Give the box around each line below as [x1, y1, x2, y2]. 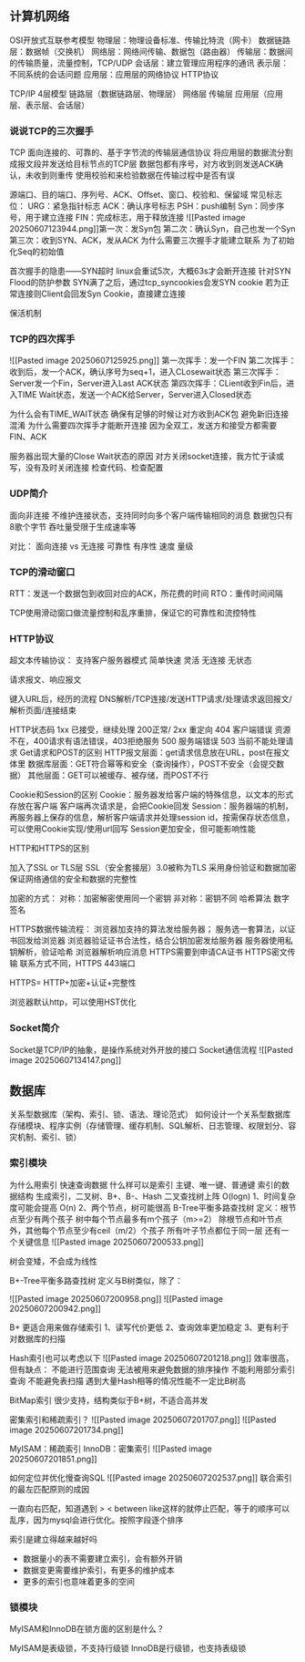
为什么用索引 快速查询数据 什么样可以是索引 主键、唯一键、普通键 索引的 [9, 1179, 282, 1190]
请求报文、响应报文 [9, 674, 82, 686]
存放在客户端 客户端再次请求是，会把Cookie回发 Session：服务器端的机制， [9, 800, 294, 811]
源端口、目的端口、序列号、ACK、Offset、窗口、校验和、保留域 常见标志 [9, 190, 283, 201]
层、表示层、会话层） [9, 99, 89, 110]
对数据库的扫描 [9, 1333, 66, 1344]
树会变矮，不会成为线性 [9, 1255, 97, 1266]
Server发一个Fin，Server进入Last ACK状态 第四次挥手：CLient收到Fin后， [9, 377, 287, 389]
